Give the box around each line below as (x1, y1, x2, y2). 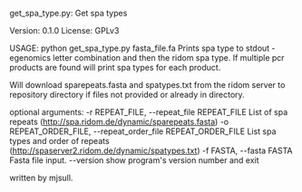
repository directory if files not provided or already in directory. (9, 90, 245, 100)
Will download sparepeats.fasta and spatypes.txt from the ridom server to (9, 80, 286, 90)
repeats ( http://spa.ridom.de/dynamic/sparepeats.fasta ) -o (9, 117, 229, 127)
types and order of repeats (9, 136, 111, 146)
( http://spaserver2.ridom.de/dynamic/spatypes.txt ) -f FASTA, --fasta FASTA (9, 145, 293, 156)
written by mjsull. (9, 172, 73, 183)
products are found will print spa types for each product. (9, 62, 221, 72)
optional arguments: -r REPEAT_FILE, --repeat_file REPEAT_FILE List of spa (9, 107, 288, 117)
